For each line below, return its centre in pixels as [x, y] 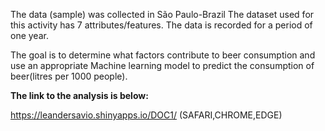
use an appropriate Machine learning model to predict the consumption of [162, 65]
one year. [29, 35]
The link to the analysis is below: [79, 95]
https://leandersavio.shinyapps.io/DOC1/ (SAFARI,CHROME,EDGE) [146, 115]
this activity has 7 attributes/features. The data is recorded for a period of [161, 25]
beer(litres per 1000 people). [69, 76]
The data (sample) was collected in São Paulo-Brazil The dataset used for [162, 14]
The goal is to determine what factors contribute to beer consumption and [163, 55]
